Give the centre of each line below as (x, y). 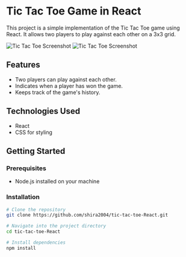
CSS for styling (34, 132)
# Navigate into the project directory (56, 226)
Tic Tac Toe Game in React (74, 11)
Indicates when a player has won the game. (69, 86)
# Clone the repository (36, 209)
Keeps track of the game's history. (57, 92)
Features (23, 65)
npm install (21, 248)
